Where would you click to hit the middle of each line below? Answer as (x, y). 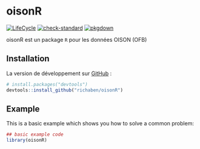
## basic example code (35, 134)
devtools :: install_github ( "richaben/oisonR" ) (65, 90)
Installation (28, 59)
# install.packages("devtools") (47, 84)
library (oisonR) (27, 141)
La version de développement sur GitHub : (59, 73)
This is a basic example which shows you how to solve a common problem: (100, 124)
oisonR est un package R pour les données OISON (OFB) (77, 39)
